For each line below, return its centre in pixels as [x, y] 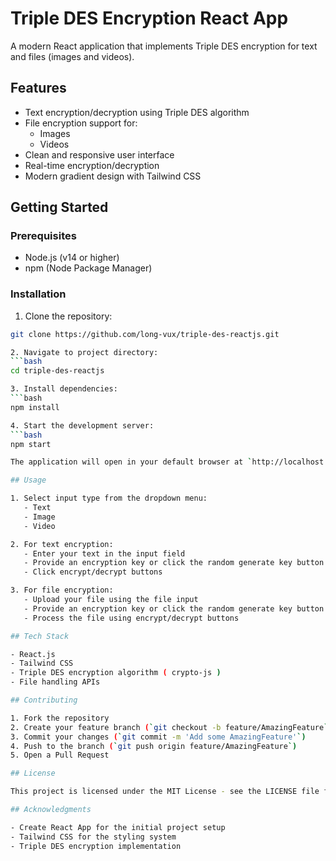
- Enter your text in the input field [104, 553]
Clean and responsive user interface [99, 154]
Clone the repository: [68, 316]
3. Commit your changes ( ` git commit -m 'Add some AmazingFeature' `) [158, 737]
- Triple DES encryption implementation [96, 846]
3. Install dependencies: [64, 389]
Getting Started [59, 207]
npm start [31, 444]
